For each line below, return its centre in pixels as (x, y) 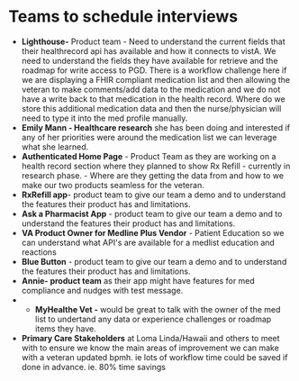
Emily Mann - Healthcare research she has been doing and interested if (155, 127)
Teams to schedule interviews (123, 17)
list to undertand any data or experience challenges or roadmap (153, 319)
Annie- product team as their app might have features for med (138, 280)
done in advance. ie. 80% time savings (93, 367)
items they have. (65, 328)
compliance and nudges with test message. (102, 290)
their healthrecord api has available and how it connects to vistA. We (149, 50)
